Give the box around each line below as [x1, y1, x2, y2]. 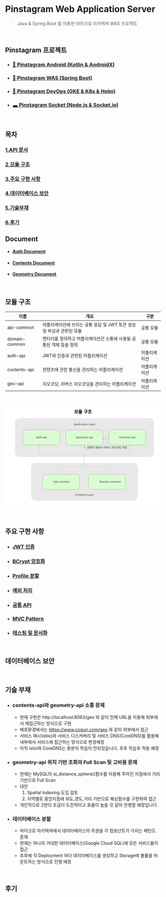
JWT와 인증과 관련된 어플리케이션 [42, 353, 108, 359]
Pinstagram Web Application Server [5, 3, 156, 15]
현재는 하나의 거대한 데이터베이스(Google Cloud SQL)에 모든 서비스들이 [19, 840, 159, 846]
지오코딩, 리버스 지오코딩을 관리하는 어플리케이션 [42, 381, 136, 386]
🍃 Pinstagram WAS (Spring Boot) [12, 74, 92, 81]
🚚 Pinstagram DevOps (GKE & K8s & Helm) [12, 88, 116, 95]
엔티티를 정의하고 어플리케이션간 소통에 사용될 [42, 335, 131, 341]
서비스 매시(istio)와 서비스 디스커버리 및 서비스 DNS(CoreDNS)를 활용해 [19, 733, 159, 739]
